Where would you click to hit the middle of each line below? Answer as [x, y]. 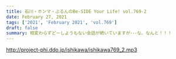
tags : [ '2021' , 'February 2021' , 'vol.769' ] [62, 22]
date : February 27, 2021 [36, 17]
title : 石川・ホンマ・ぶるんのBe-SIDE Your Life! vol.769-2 [77, 11]
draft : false [22, 28]
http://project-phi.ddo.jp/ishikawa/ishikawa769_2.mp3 [72, 50]
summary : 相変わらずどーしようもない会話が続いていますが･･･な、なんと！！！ [89, 33]
